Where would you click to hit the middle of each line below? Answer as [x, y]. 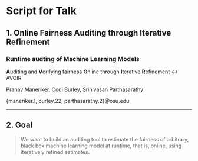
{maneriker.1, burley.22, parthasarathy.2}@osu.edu [68, 101]
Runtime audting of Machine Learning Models [73, 59]
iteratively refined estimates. [55, 152]
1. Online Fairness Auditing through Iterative [89, 33]
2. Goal [19, 125]
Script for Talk [41, 11]
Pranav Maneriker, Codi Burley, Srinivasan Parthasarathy [75, 89]
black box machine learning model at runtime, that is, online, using [101, 146]
